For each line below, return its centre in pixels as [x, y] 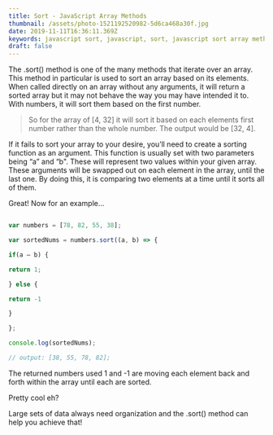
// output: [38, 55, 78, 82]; [60, 358]
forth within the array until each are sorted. [80, 382]
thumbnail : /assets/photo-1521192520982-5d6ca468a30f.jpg [108, 24]
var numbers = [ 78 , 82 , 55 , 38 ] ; [65, 226]
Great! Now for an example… [56, 204]
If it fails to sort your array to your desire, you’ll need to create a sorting [128, 144]
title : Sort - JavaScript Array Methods [78, 16]
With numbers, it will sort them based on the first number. [105, 104]
